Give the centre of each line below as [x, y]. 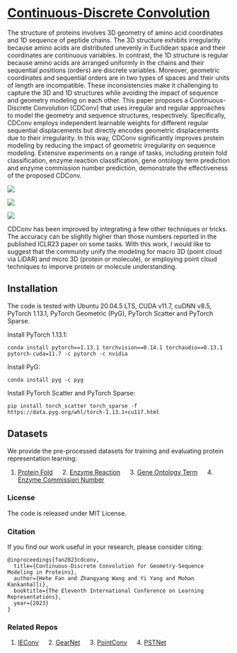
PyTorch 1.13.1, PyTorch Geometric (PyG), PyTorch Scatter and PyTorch [110, 313]
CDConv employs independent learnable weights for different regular [108, 122]
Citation [21, 531]
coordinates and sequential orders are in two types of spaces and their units [118, 77]
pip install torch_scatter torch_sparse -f [73, 406]
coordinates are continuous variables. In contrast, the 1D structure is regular [118, 55]
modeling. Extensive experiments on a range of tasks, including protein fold [117, 153]
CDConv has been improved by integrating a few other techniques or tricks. [117, 229]
